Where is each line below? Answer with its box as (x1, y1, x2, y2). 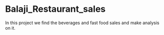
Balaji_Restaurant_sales (5, 3, 106, 15)
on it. (5, 25, 16, 31)
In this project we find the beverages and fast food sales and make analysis (5, 20, 160, 26)
